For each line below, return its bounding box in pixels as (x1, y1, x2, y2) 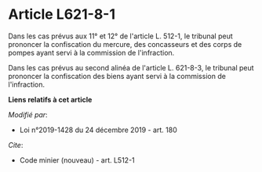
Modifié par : (8, 109, 49, 119)
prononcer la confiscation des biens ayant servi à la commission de (8, 71, 226, 81)
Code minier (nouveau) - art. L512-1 (19, 155, 135, 165)
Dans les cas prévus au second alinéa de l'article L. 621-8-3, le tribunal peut (8, 63, 254, 72)
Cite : (8, 140, 24, 149)
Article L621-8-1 (8, 5, 116, 23)
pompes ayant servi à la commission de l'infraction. (8, 48, 175, 57)
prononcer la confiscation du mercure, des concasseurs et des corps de (8, 39, 242, 48)
